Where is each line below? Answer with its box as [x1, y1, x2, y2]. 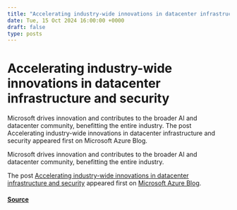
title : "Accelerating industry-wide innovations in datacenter [7, 10, 197, 18]
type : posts [7, 30, 42, 37]
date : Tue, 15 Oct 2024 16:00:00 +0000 [7, 17, 125, 24]
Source [7, 195, 30, 204]
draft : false [7, 23, 46, 30]
